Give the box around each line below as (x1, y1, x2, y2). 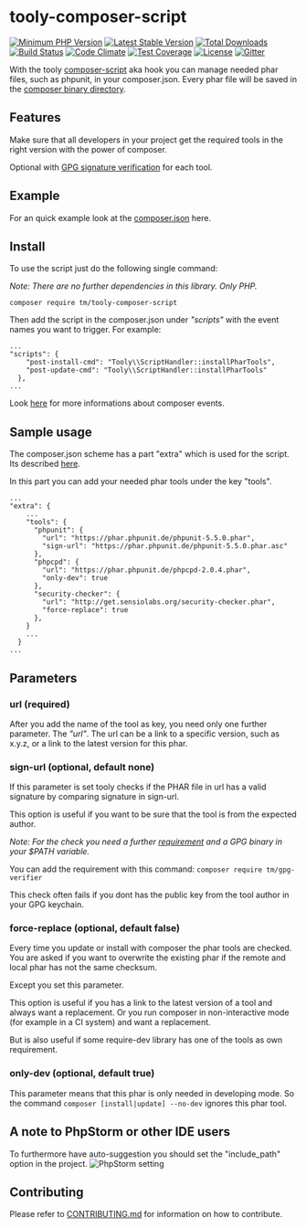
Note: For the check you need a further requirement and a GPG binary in (9, 836, 283, 847)
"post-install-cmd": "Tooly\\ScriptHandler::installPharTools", (26, 358, 276, 367)
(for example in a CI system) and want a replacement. (9, 1017, 212, 1028)
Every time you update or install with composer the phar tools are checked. (9, 943, 292, 954)
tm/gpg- (266, 865, 295, 874)
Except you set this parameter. (9, 979, 125, 990)
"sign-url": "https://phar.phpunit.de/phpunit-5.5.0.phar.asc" (42, 542, 288, 551)
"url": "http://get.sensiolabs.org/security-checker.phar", (42, 598, 276, 607)
